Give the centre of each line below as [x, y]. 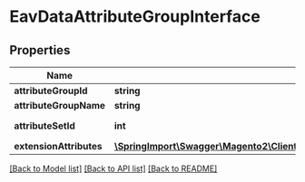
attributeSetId [44, 126]
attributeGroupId [51, 91]
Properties [40, 50]
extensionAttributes [58, 146]
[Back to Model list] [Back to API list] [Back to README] [113, 168]
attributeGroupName [60, 105]
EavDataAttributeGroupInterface [135, 17]
